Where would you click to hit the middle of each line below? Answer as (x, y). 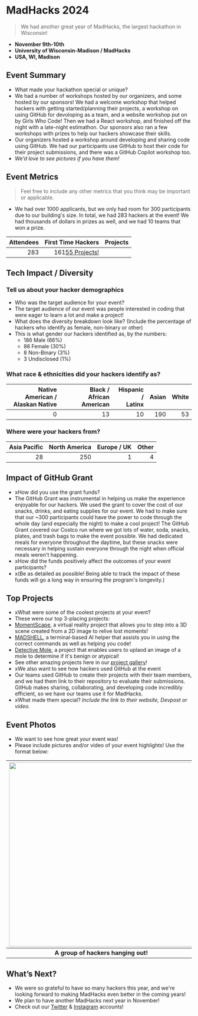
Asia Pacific (26, 447)
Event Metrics (32, 177)
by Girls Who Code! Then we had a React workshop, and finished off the (103, 121)
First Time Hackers (72, 242)
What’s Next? (32, 974)
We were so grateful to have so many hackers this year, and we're (95, 988)
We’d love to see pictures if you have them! (67, 158)
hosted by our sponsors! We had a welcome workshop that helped (95, 102)
